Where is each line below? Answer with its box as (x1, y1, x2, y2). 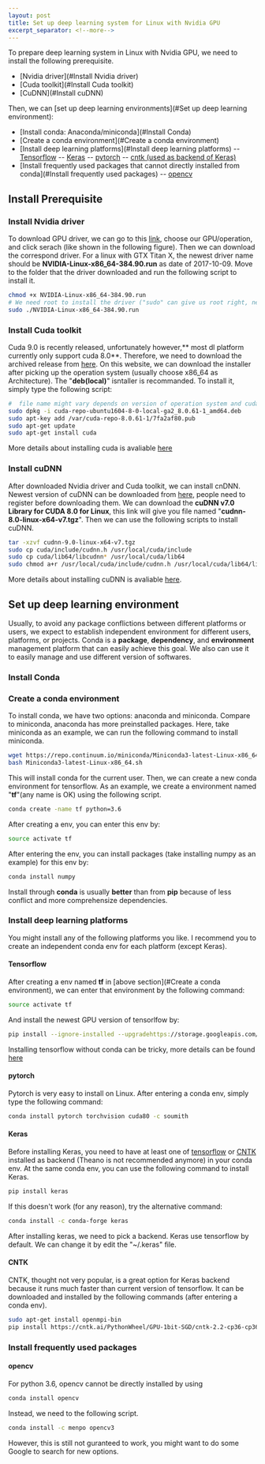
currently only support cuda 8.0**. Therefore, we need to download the (8, 351, 242, 360)
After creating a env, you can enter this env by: (8, 819, 160, 829)
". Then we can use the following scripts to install (78, 514, 238, 524)
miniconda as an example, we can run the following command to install (8, 728, 238, 737)
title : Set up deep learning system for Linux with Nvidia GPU (8, 19, 221, 27)
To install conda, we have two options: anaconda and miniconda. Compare (8, 711, 251, 721)
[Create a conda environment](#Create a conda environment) (19, 136, 219, 145)
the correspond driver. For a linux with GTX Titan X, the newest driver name (8, 250, 254, 261)
